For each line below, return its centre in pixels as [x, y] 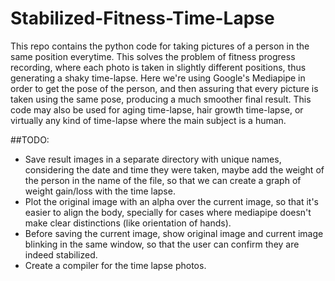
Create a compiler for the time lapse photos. [115, 265]
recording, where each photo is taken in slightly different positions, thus [158, 67]
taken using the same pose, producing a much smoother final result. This [161, 99]
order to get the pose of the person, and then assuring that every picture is [164, 88]
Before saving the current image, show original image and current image [174, 233]
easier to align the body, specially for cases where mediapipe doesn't [168, 212]
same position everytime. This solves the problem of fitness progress [153, 56]
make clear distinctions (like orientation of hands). [128, 223]
